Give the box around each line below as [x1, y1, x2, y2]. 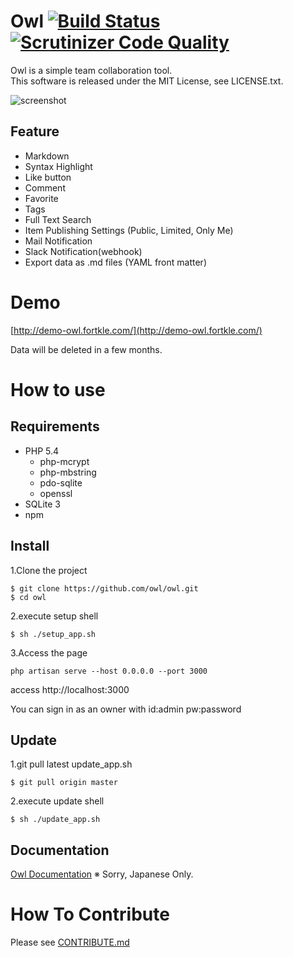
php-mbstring [39, 466, 97, 478]
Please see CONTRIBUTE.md [10, 936, 130, 949]
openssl [39, 487, 73, 499]
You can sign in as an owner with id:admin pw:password [10, 703, 242, 715]
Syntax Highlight [24, 160, 93, 172]
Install [10, 538, 50, 555]
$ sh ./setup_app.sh [10, 629, 97, 639]
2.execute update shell [10, 795, 105, 807]
